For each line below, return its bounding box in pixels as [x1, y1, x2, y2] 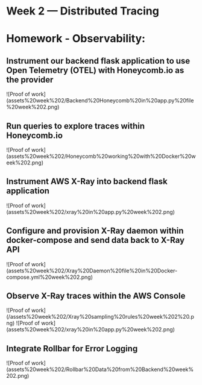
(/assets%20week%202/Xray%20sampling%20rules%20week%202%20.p [6, 313, 194, 321]
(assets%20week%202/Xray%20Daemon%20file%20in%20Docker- [6, 267, 178, 274]
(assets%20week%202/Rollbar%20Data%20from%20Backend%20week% [6, 366, 194, 373]
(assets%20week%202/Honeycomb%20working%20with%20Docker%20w [6, 152, 196, 160]
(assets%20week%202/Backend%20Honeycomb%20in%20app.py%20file [6, 97, 194, 104]
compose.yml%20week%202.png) [6, 273, 93, 281]
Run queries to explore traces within [6, 121, 145, 131]
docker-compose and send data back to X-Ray [6, 235, 185, 245]
